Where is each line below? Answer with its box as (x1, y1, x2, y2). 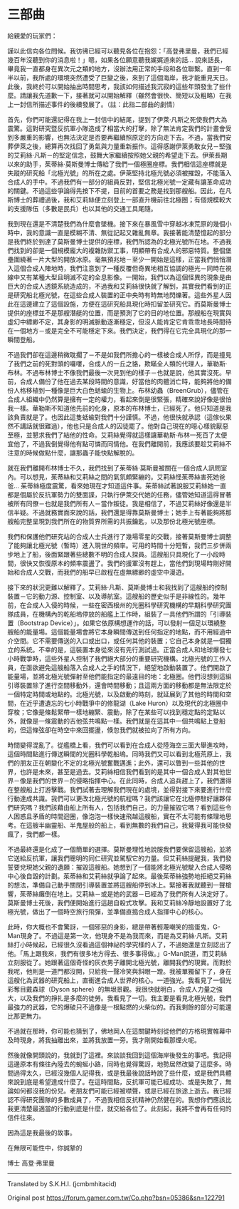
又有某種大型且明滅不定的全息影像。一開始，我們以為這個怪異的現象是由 (19, 272, 232, 282)
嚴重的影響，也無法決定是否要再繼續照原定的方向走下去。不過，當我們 (19, 133, 225, 141)
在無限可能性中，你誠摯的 (7, 1143, 83, 1152)
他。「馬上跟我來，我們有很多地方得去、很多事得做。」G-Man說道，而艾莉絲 (7, 949, 228, 957)
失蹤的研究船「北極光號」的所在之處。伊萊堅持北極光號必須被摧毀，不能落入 (7, 168, 232, 177)
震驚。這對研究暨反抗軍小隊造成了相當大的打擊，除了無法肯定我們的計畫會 (7, 124, 225, 133)
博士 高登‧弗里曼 (7, 1158, 55, 1167)
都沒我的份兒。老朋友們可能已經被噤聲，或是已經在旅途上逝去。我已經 (26, 1086, 232, 1095)
